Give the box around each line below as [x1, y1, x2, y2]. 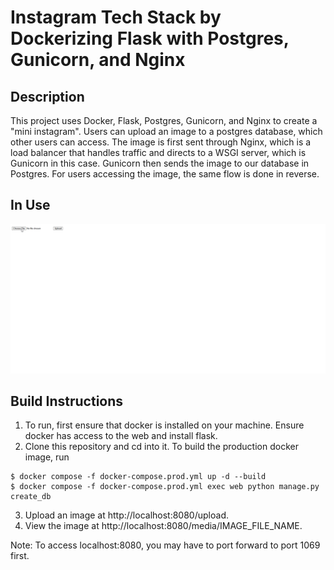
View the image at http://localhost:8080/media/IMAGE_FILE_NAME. [24, 520, 303, 532]
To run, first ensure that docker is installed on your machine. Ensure [24, 419, 305, 431]
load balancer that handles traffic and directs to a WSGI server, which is [10, 147, 307, 158]
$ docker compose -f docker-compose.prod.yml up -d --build [10, 472, 267, 482]
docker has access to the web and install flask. [24, 430, 218, 442]
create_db [10, 492, 52, 502]
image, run [24, 451, 70, 463]
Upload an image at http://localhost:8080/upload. [24, 509, 229, 521]
